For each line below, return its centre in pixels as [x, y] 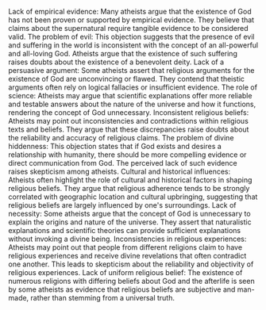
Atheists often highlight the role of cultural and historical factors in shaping [130, 180]
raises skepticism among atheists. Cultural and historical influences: [120, 171]
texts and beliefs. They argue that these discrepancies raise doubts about [129, 129]
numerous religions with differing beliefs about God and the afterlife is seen [132, 281]
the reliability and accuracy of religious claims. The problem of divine [121, 138]
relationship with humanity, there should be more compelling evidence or [127, 155]
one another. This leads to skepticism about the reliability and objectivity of [131, 264]
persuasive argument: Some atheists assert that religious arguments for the [131, 70]
